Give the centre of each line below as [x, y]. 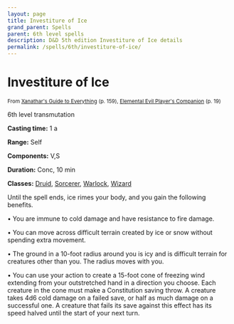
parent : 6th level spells [46, 34]
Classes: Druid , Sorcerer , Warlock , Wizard [69, 183]
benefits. [20, 204]
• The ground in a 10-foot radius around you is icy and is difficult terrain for [117, 254]
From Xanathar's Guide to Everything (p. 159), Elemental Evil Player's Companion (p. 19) [114, 101]
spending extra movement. [47, 240]
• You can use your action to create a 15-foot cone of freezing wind [106, 275]
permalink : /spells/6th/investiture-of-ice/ [74, 47]
